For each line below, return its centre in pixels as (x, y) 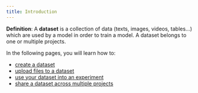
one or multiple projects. (36, 41)
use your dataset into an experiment (59, 77)
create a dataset (35, 64)
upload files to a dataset (44, 71)
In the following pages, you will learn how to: (61, 53)
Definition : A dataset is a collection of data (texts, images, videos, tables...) (99, 29)
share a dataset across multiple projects (64, 83)
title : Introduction (32, 12)
